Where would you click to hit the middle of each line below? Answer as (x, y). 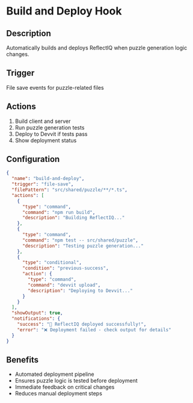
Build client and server (43, 121)
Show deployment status (46, 140)
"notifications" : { (36, 319)
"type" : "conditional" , (52, 263)
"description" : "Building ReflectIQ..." (73, 218)
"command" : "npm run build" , (59, 212)
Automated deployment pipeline (54, 374)
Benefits (23, 360)
